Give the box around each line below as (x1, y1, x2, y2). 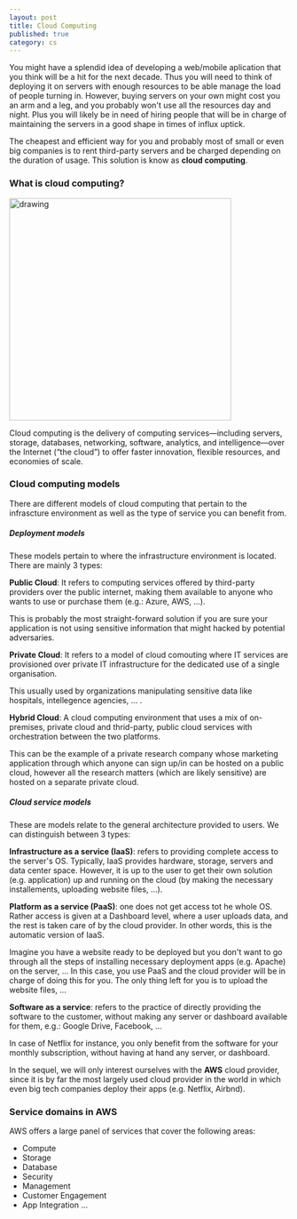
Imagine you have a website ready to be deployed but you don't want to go (9, 946, 283, 957)
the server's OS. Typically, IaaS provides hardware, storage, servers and (9, 855, 274, 866)
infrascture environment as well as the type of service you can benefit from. (9, 508, 287, 518)
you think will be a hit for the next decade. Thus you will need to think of (9, 72, 273, 83)
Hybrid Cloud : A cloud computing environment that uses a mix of (9, 712, 248, 723)
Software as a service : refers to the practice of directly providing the (9, 1001, 262, 1012)
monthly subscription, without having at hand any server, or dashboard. (9, 1047, 270, 1058)
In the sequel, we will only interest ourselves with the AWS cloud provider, (9, 1064, 280, 1075)
